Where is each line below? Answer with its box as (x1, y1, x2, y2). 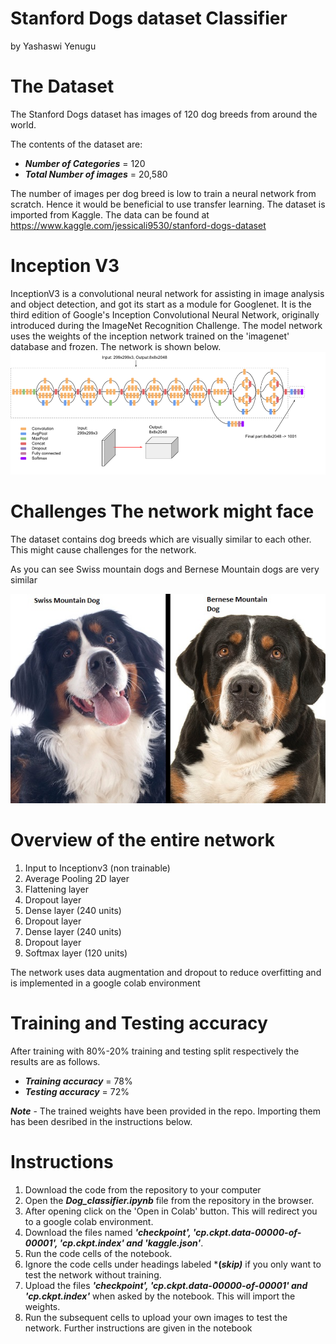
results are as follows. (10, 1055, 101, 1067)
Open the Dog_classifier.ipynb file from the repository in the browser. (24, 1194, 315, 1206)
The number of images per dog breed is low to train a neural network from (10, 187, 317, 199)
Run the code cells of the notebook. (24, 1247, 173, 1259)
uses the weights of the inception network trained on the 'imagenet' (10, 330, 290, 342)
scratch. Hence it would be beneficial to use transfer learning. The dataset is (10, 198, 326, 210)
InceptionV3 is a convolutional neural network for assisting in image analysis (10, 287, 325, 299)
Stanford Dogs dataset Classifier (10, 7, 288, 30)
